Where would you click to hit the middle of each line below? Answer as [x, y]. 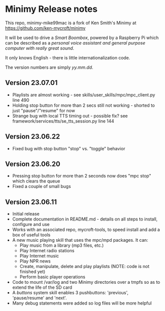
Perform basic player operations [52, 277]
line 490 [21, 100]
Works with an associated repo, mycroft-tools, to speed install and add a [86, 230]
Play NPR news [35, 261]
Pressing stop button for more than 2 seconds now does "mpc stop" [82, 176]
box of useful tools [31, 235]
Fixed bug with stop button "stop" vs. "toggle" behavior [69, 148]
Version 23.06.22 [33, 137]
